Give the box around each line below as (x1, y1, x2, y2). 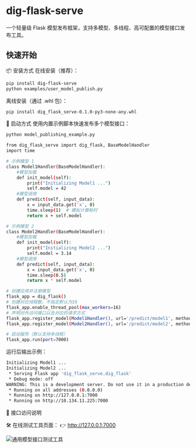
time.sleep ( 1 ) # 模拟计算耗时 (27, 207, 98, 213)
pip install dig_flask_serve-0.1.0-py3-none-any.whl (6, 109, 137, 115)
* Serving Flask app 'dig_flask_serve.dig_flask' (8, 370, 132, 377)
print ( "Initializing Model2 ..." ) (27, 245, 111, 251)
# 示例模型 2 (6, 223, 34, 229)
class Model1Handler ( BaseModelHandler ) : (6, 164, 106, 170)
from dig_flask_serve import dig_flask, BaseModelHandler (6, 142, 150, 149)
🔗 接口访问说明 (6, 409, 42, 416)
